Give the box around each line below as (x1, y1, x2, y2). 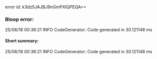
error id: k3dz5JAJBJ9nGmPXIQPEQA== (5, 4, 87, 10)
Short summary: (5, 38, 39, 44)
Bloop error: (5, 16, 34, 23)
